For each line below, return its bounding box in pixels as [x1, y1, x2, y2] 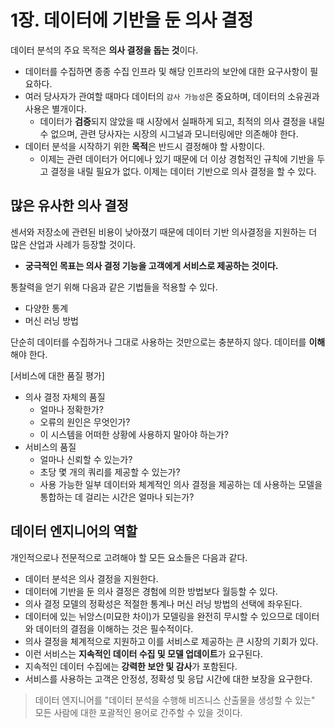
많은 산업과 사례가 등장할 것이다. [10, 238, 137, 250]
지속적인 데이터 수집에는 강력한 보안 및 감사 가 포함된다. [24, 660, 238, 672]
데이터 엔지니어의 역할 [10, 523, 138, 540]
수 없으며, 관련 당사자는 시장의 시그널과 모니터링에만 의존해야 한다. [39, 127, 299, 140]
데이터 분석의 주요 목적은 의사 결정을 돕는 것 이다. [10, 44, 199, 56]
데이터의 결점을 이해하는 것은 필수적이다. [35, 622, 194, 635]
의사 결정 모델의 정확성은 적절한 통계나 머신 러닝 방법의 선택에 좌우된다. [24, 597, 303, 610]
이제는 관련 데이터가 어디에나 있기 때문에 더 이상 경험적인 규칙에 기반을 [39, 152, 315, 165]
